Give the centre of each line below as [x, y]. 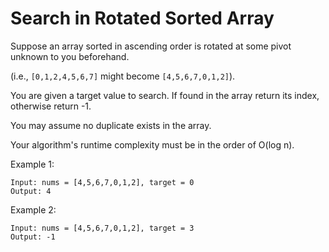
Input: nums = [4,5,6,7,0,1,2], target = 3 [102, 228]
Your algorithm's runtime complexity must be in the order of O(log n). [152, 144]
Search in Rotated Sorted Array [142, 18]
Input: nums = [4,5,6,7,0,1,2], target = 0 [102, 182]
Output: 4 [31, 191]
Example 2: [33, 209]
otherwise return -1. [51, 106]
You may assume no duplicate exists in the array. [111, 125]
